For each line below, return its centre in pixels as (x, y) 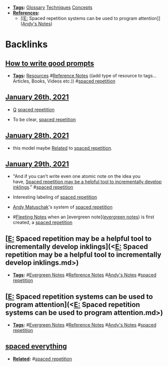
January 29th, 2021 (37, 164)
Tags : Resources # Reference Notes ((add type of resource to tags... (85, 76)
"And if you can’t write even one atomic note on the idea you (77, 176)
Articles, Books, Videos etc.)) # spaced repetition (64, 81)
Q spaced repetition (34, 109)
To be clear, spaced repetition (44, 119)
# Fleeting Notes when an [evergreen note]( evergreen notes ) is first (83, 217)
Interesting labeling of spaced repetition (55, 197)
